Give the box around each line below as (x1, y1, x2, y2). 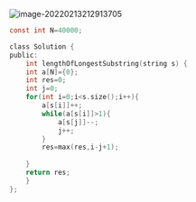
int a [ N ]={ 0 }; (25, 68, 79, 77)
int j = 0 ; (25, 84, 59, 94)
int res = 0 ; (25, 76, 67, 85)
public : (9, 50, 39, 60)
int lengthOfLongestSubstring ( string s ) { (25, 59, 188, 68)
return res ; (25, 168, 70, 177)
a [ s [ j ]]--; (57, 117, 99, 126)
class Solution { (9, 41, 75, 51)
